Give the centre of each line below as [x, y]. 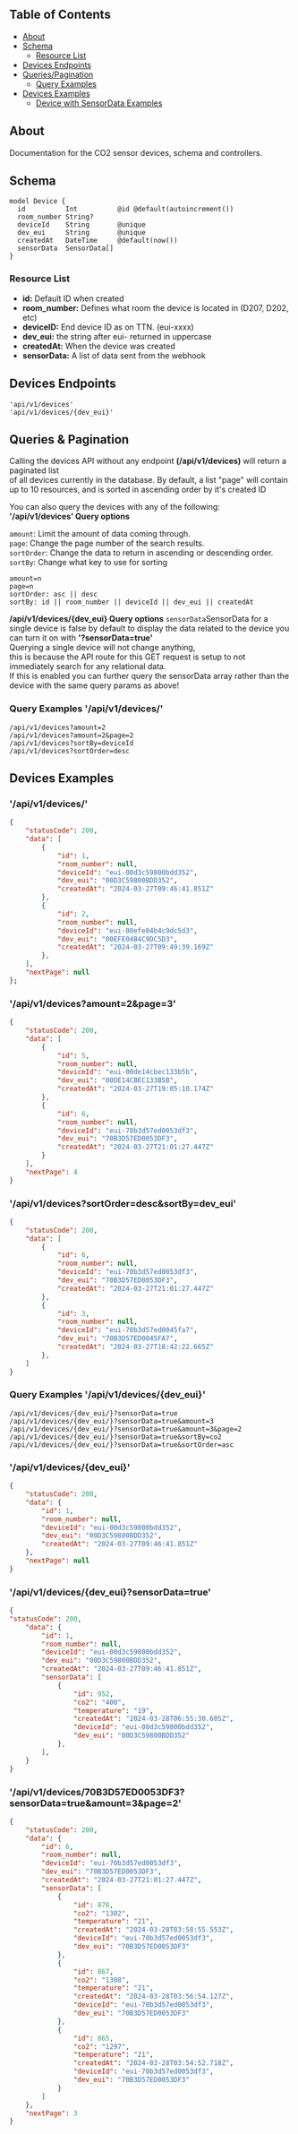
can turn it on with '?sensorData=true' [81, 638]
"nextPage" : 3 [51, 2113]
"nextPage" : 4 [51, 1172]
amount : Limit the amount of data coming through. [100, 534]
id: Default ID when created [73, 298]
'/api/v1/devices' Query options [69, 516]
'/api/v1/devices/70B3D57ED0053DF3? [97, 1792]
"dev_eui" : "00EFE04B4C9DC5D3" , [117, 939]
